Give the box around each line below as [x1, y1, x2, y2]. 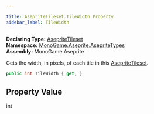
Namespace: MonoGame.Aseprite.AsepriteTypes [6, 42, 125, 49]
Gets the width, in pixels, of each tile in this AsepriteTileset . [6, 59, 149, 66]
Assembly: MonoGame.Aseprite [6, 48, 84, 55]
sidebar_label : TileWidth [6, 19, 69, 25]
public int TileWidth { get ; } [6, 71, 83, 76]
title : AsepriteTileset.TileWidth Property [6, 14, 114, 19]
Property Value [6, 86, 63, 97]
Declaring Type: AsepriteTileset [6, 35, 83, 42]
